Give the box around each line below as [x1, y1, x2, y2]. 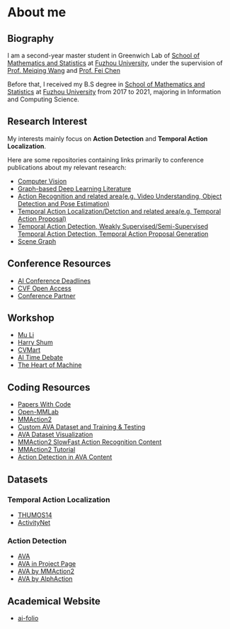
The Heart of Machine [17, 361, 82, 369]
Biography [7, 33, 54, 45]
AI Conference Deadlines [17, 276, 91, 285]
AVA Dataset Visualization [17, 430, 93, 439]
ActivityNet [17, 518, 51, 526]
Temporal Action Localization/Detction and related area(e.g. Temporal [17, 207, 222, 215]
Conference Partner [17, 291, 76, 300]
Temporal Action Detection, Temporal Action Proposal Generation [17, 229, 209, 238]
